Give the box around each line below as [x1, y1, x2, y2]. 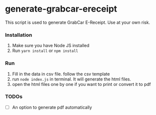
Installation [5, 32, 33, 38]
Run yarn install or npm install [12, 48, 78, 54]
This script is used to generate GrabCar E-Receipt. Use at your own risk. [5, 19, 150, 25]
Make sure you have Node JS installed [12, 43, 90, 49]
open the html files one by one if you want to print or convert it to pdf [12, 81, 151, 87]
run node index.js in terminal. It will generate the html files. [12, 76, 132, 82]
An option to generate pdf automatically [12, 104, 92, 110]
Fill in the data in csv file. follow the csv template [12, 71, 110, 77]
